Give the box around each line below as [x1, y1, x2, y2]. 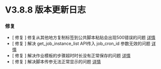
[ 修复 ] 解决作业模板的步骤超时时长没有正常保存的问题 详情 [12, 53, 131, 58]
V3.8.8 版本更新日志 [5, 4, 86, 15]
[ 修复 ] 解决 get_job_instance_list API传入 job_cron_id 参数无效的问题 [12, 41, 151, 46]
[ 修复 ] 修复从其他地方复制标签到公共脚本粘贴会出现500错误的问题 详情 [12, 35, 156, 41]
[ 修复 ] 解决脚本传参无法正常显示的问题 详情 [12, 59, 101, 65]
